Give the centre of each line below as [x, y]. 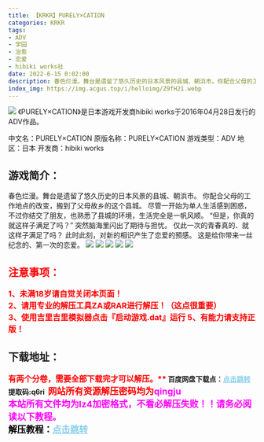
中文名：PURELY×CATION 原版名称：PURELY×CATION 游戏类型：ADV [122, 138]
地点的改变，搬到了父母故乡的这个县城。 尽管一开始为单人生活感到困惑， [133, 206]
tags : [17, 30]
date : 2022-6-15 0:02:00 [49, 74]
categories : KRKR [37, 23]
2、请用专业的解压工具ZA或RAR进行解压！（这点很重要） [115, 306]
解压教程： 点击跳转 [48, 429]
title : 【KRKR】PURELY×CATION [56, 15]
